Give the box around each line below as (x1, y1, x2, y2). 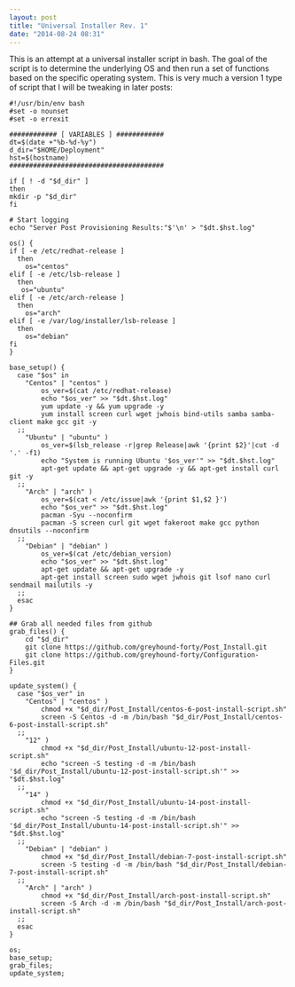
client (9, 418, 34, 427)
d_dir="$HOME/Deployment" (9, 146, 105, 155)
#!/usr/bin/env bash (9, 99, 86, 108)
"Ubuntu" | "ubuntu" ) (25, 433, 109, 442)
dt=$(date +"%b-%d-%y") (9, 138, 97, 147)
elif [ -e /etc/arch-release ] (9, 294, 125, 303)
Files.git (9, 659, 46, 667)
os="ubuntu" (20, 286, 66, 295)
